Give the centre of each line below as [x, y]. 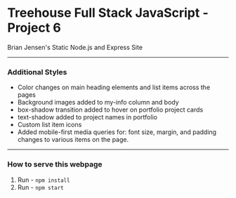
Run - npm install [44, 180]
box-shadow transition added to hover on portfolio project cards [110, 110]
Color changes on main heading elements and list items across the [114, 87]
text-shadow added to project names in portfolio [87, 117]
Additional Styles [37, 72]
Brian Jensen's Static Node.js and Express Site [75, 47]
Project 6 [34, 28]
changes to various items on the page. [73, 140]
